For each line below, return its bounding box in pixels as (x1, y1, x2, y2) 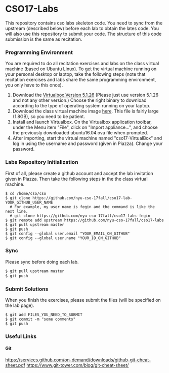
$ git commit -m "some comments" (5, 317, 76, 322)
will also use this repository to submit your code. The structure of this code (5, 31, 162, 37)
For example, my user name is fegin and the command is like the (14, 204, 155, 209)
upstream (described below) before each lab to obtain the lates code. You (5, 25, 159, 31)
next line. (5, 209, 28, 214)
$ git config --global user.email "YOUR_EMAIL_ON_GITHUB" (5, 231, 130, 236)
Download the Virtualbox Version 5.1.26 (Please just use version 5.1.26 (12, 92, 158, 98)
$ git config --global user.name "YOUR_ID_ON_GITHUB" (5, 235, 121, 241)
